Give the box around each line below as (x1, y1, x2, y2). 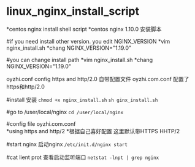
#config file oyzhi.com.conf (6, 120, 76, 127)
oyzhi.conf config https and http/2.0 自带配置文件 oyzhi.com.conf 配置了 (6, 75, 189, 82)
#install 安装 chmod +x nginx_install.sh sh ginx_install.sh (6, 96, 158, 103)
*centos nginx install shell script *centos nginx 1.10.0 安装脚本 (6, 25, 162, 33)
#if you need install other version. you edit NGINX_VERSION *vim (6, 37, 170, 45)
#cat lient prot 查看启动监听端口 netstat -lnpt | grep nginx (6, 153, 159, 161)
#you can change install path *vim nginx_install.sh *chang (6, 56, 153, 63)
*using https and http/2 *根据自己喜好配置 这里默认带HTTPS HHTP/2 (6, 127, 180, 134)
